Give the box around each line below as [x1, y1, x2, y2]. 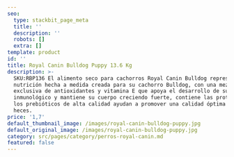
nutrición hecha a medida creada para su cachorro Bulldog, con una [13, 81, 217, 88]
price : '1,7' [7, 113, 45, 120]
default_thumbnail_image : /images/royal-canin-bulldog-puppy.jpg [7, 119, 201, 127]
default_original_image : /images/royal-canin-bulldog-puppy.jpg [7, 126, 198, 133]
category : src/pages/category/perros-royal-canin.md [7, 133, 164, 140]
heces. [13, 107, 33, 114]
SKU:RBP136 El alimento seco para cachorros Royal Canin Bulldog [13, 74, 208, 82]
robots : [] [13, 36, 45, 43]
